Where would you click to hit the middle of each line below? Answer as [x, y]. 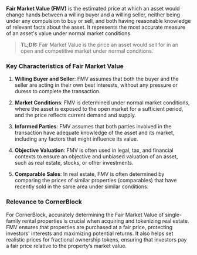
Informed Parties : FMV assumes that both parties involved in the [93, 127]
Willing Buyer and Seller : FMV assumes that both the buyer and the [96, 79]
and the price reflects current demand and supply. [75, 115]
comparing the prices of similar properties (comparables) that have [96, 181]
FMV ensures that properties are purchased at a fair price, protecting [89, 227]
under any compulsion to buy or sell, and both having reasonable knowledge [98, 21]
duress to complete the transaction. [57, 91]
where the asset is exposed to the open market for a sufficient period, [99, 109]
